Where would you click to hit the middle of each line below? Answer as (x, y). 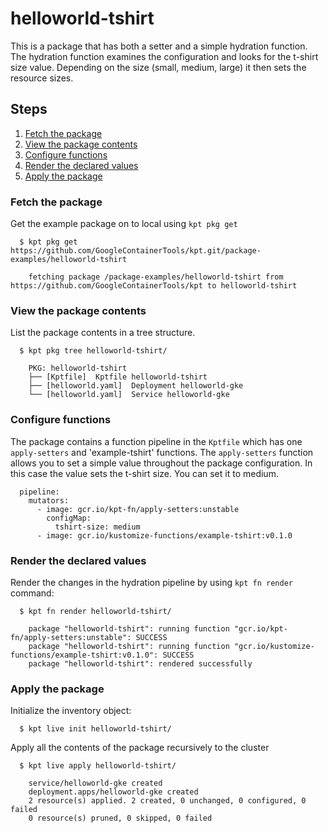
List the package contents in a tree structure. (103, 333)
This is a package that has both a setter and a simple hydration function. (159, 46)
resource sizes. (42, 78)
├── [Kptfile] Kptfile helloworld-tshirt (118, 377)
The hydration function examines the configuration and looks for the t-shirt (164, 56)
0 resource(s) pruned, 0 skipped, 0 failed (120, 818)
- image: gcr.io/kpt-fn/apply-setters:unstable (138, 509)
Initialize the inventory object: (71, 711)
